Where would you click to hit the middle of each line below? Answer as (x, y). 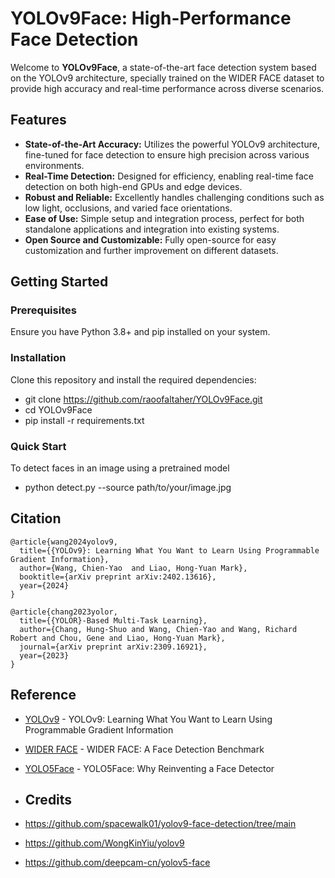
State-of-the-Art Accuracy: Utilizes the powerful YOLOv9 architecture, (172, 144)
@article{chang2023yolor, (64, 612)
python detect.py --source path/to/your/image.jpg (128, 488)
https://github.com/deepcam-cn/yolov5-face (117, 863)
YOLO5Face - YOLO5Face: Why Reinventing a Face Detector (149, 768)
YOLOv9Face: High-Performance (151, 18)
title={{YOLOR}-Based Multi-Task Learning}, (113, 620)
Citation (36, 518)
